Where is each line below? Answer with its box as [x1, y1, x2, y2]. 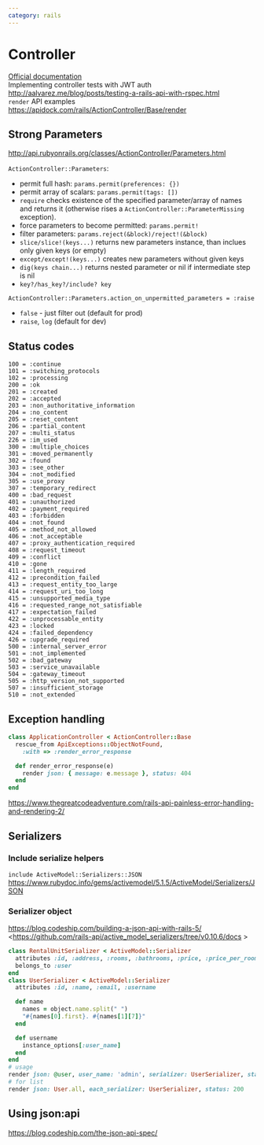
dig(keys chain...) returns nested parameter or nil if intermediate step [19, 263, 251, 272]
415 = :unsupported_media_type [8, 595, 111, 603]
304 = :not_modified [8, 471, 76, 478]
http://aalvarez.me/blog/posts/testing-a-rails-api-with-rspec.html [8, 88, 220, 98]
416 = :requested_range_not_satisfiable [8, 601, 143, 610]
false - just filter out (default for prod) [19, 308, 143, 318]
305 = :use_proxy [8, 478, 65, 486]
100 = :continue [8, 360, 61, 368]
